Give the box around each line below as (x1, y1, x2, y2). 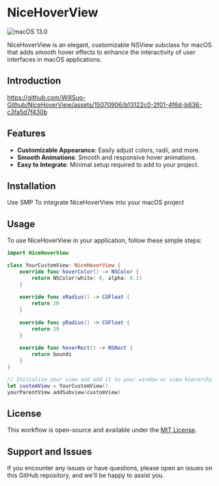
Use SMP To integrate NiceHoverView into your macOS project (7, 199, 185, 207)
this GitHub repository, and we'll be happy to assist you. (7, 471, 164, 480)
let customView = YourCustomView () (7, 382, 109, 389)
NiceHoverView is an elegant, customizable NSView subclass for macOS (7, 40, 212, 49)
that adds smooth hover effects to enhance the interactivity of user (7, 48, 196, 56)
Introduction (7, 75, 62, 87)
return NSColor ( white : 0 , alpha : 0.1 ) (31, 274, 142, 281)
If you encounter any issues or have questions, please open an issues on (7, 464, 213, 472)
